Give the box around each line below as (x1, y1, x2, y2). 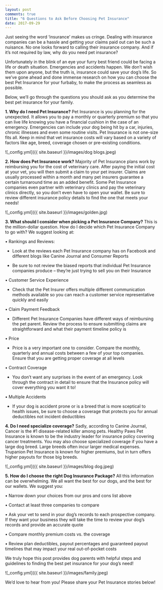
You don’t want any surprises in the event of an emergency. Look (12, 374, 143, 380)
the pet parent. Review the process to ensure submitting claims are (12, 321, 147, 327)
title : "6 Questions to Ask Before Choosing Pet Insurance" (5, 16, 130, 21)
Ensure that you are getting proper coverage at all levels (12, 356, 125, 361)
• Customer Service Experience (5, 277, 69, 283)
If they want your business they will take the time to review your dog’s (5, 517, 145, 523)
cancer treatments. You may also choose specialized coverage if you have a (5, 439, 158, 445)
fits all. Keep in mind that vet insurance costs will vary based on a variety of (5, 135, 157, 141)
